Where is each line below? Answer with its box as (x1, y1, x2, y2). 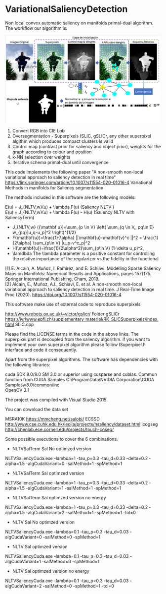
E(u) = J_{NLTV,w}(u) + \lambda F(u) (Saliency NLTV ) (5, 204, 115, 210)
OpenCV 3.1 (5, 387, 29, 393)
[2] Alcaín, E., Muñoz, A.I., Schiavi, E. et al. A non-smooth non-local (5, 281, 142, 287)
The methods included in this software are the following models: (5, 194, 136, 200)
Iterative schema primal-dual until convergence (12, 160, 109, 166)
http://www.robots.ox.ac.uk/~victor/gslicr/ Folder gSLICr (5, 311, 120, 317)
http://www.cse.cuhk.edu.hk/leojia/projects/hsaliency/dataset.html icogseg (5, 421, 158, 427)
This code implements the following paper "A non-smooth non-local (5, 169, 143, 175)
